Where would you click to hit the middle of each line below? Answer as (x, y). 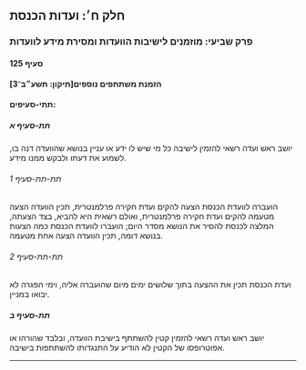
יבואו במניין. (30, 295)
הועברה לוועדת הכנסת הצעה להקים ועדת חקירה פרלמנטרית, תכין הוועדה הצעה (144, 207)
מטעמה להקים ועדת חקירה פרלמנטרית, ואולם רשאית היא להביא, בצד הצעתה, (142, 216)
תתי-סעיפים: (33, 105)
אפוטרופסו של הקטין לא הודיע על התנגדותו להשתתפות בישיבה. (117, 348)
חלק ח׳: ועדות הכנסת (67, 16)
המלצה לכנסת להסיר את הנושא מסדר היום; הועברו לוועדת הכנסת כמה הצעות (142, 226)
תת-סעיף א (30, 125)
